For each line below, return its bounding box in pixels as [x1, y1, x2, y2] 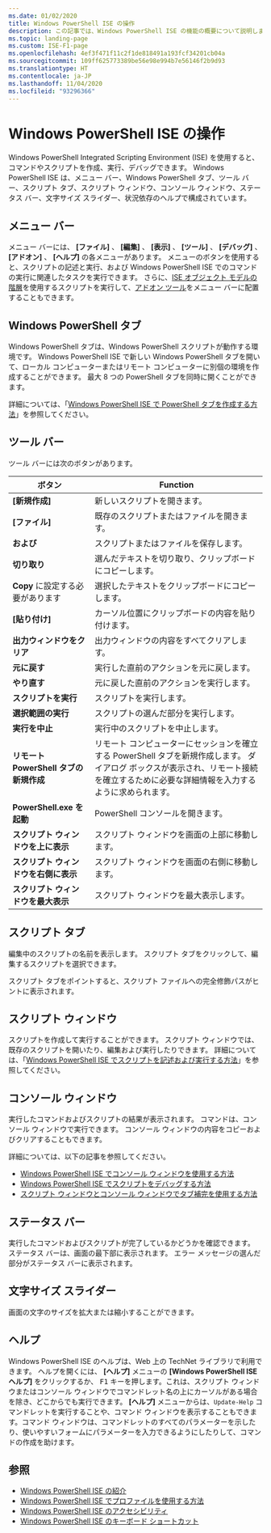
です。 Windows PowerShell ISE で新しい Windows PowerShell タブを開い [15, 351, 261, 361]
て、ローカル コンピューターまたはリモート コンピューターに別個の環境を [8, 362, 252, 371]
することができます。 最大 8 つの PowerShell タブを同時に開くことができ [15, 371, 257, 381]
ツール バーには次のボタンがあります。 [8, 458, 137, 468]
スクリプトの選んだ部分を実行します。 [94, 707, 240, 718]
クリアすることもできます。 [15, 1134, 107, 1145]
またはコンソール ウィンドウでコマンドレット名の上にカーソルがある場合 [15, 1387, 258, 1396]
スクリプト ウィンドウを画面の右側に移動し [94, 856, 259, 867]
